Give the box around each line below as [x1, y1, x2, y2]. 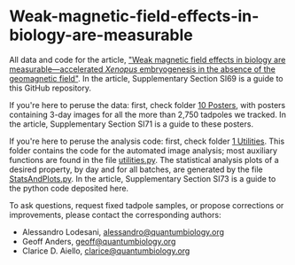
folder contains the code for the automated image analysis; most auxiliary [9, 144, 277, 156]
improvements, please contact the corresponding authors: [9, 209, 221, 220]
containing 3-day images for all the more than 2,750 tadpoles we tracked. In [9, 109, 286, 120]
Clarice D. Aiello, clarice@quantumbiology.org [21, 246, 190, 256]
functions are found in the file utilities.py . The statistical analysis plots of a [9, 154, 279, 165]
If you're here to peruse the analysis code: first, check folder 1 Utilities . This [9, 136, 285, 146]
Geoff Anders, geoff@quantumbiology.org [21, 236, 176, 246]
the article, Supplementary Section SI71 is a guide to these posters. [9, 118, 254, 129]
